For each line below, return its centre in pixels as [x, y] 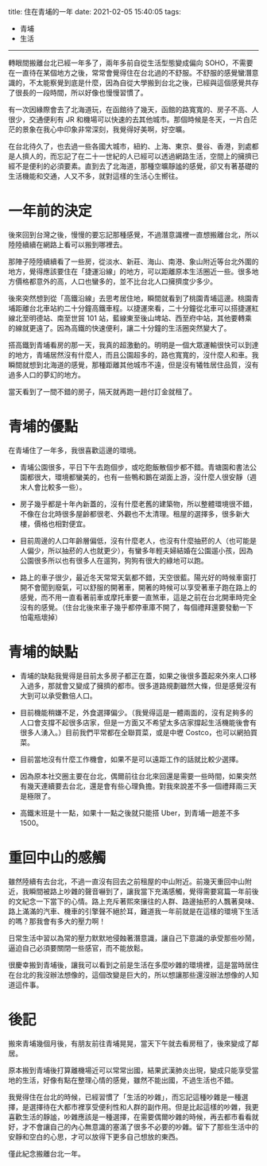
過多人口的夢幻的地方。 [46, 374]
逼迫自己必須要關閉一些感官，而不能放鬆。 [78, 947]
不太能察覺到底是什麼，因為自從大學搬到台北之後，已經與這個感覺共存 [144, 83]
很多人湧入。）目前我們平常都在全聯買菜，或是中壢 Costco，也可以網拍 [135, 732]
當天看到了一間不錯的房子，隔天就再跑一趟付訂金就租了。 [102, 391]
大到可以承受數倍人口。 [58, 695]
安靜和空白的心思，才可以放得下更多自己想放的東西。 [95, 1137]
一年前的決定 [50, 211]
